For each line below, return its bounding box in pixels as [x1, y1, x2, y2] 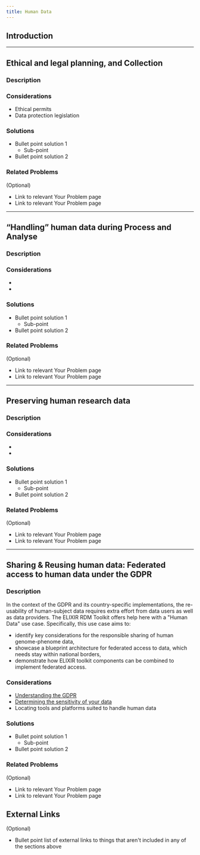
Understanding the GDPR [14, 692, 77, 699]
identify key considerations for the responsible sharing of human [14, 631, 174, 639]
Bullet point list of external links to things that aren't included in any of [14, 836, 186, 844]
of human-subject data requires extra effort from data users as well [27, 607, 193, 614]
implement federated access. [14, 663, 87, 671]
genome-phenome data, [14, 638, 75, 645]
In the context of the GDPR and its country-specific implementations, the [6, 601, 185, 608]
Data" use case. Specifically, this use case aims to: [6, 620, 131, 627]
